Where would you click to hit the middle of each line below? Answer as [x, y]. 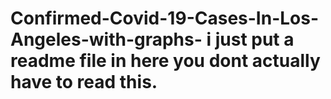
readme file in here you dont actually [165, 61]
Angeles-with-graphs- [106, 39]
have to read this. [84, 82]
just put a [254, 39]
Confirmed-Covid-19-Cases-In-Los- [165, 18]
